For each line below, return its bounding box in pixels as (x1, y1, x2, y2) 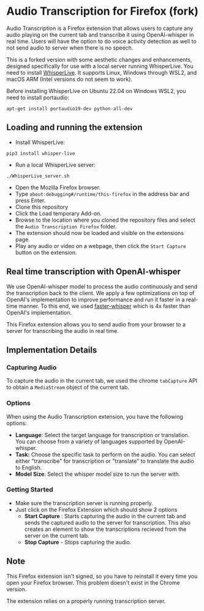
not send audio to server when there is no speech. (6, 44, 134, 51)
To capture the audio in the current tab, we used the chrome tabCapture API (6, 377, 198, 384)
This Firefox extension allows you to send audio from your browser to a (6, 320, 186, 328)
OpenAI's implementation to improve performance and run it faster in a (6, 296, 185, 303)
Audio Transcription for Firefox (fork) (6, 4, 199, 18)
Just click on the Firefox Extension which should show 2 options (15, 506, 178, 513)
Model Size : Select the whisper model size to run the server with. (15, 470, 181, 478)
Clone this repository (15, 203, 69, 211)
